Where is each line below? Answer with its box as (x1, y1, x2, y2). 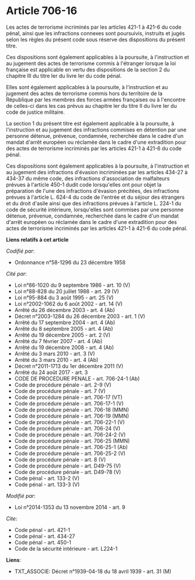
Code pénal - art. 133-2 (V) (14, 474, 80, 481)
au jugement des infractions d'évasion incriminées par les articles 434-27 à (6, 168, 188, 175)
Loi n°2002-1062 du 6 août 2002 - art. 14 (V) (14, 300, 123, 307)
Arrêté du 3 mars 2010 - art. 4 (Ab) (14, 356, 99, 363)
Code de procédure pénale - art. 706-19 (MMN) (14, 412, 130, 419)
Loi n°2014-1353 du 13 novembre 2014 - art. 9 (14, 503, 126, 511)
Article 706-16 (6, 4, 78, 18)
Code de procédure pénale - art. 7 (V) (14, 387, 106, 394)
